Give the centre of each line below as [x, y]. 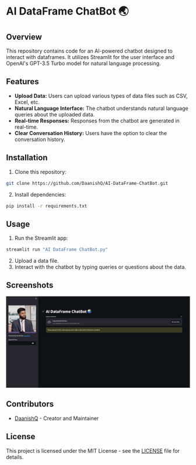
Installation [27, 158]
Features [22, 82]
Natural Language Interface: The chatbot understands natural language [101, 108]
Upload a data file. [36, 261]
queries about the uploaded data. [55, 114]
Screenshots [30, 285]
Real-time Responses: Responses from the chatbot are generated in [97, 120]
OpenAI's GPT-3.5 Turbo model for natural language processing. [84, 63]
